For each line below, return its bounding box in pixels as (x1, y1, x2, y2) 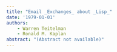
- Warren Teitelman (17, 25, 67, 32)
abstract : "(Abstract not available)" (6, 36, 104, 42)
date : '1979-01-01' (6, 14, 56, 20)
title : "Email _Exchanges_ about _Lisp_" (6, 8, 113, 15)
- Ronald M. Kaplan (17, 31, 67, 37)
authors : (6, 20, 28, 26)
